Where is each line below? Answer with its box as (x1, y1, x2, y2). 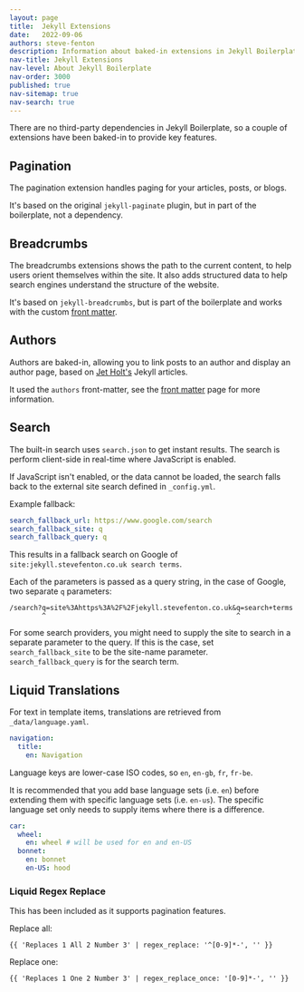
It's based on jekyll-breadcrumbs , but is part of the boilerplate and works (9, 297, 282, 307)
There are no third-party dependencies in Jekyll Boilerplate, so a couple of (9, 122, 288, 133)
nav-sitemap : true (9, 89, 79, 98)
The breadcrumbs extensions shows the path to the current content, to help (9, 260, 292, 270)
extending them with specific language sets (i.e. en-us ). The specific (9, 794, 264, 805)
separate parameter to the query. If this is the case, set (9, 637, 214, 648)
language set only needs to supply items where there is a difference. (9, 803, 265, 814)
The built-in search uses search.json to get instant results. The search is (9, 443, 280, 454)
